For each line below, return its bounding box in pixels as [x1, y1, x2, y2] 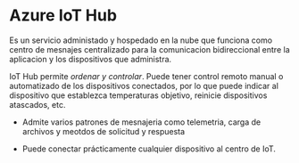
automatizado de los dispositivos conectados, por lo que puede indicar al [9, 80, 279, 91]
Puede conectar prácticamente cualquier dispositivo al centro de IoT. [21, 143, 277, 154]
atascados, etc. [9, 99, 66, 110]
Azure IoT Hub [9, 5, 118, 26]
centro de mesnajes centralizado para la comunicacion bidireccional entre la [9, 44, 290, 54]
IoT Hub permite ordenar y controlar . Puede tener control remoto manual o [9, 70, 284, 81]
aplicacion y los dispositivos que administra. [9, 53, 172, 64]
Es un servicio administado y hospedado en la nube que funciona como [9, 35, 273, 45]
